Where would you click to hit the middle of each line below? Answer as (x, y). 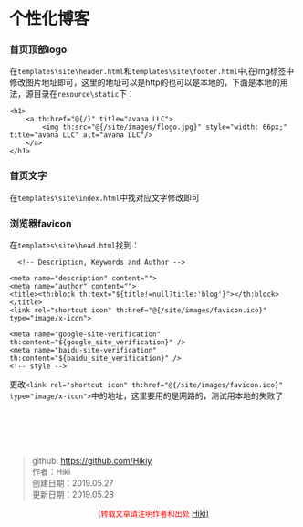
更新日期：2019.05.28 (73, 495)
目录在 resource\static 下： (84, 94)
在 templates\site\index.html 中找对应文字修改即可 (104, 197)
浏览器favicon (41, 223)
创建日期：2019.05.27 (73, 483)
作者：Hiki (51, 472)
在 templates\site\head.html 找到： (74, 245)
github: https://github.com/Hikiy (92, 461)
